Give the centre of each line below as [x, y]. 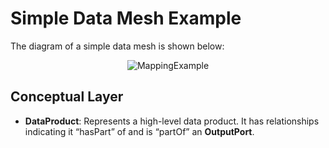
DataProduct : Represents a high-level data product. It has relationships [172, 121]
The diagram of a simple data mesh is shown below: [117, 46]
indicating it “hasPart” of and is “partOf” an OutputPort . [139, 131]
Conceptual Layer [67, 97]
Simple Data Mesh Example [126, 18]
